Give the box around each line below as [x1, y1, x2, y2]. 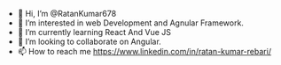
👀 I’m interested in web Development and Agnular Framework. [17, 18, 244, 28]
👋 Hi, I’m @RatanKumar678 [17, 9, 117, 18]
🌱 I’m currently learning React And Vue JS [17, 27, 171, 37]
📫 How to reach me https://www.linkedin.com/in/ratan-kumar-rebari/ [17, 47, 272, 56]
